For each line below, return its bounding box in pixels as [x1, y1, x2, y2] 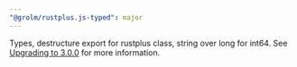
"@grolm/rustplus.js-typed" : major [9, 13, 144, 22]
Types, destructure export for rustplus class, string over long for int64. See [9, 38, 288, 48]
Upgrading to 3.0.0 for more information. [9, 46, 161, 58]
